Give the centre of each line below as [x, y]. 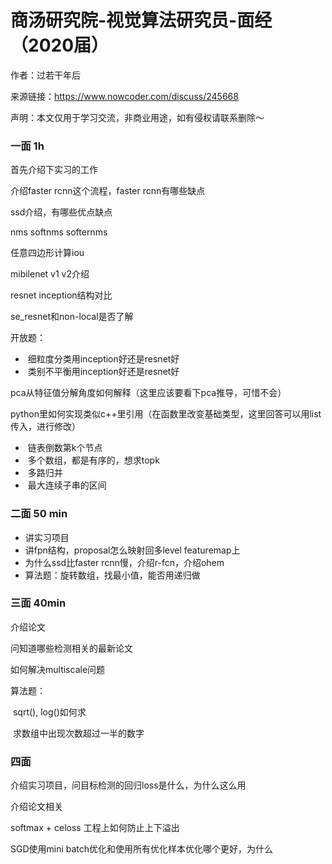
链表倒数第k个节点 [65, 448]
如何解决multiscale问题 [58, 669]
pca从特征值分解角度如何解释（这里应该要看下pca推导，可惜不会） [148, 393]
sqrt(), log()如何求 [49, 712]
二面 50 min [39, 514]
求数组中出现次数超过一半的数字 [78, 733]
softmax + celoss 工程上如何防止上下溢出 [95, 828]
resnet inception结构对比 [61, 295]
